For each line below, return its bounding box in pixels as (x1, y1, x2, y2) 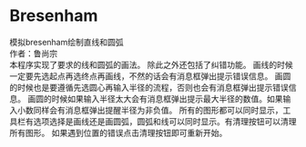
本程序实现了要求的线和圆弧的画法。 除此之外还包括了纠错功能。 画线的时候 (9, 59, 293, 70)
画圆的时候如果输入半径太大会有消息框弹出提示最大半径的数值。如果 (26, 93, 283, 104)
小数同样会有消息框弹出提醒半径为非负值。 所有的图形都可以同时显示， (16, 104, 283, 115)
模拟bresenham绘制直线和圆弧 (9, 36, 124, 47)
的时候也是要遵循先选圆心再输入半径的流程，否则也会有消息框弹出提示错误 (9, 82, 289, 93)
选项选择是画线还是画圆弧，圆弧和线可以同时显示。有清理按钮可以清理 (33, 115, 297, 127)
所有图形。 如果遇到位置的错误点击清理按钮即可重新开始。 (9, 127, 228, 138)
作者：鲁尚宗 (9, 47, 57, 59)
